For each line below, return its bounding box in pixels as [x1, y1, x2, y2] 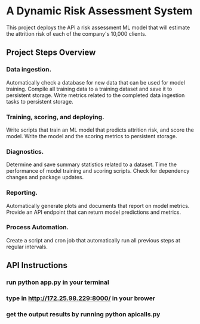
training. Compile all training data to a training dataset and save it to [6, 85, 173, 92]
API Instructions [6, 260, 67, 270]
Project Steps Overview [6, 48, 96, 58]
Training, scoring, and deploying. [6, 113, 104, 121]
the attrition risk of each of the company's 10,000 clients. [6, 30, 147, 37]
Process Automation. [6, 223, 69, 232]
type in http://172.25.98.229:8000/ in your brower [6, 294, 156, 303]
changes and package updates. [6, 174, 84, 181]
